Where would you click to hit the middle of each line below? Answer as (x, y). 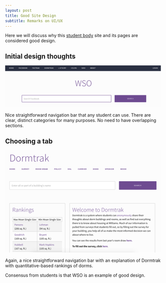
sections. (14, 125)
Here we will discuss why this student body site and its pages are (72, 36)
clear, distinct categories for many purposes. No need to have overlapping (81, 121)
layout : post (19, 10)
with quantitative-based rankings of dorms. (49, 266)
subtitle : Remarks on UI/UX (34, 21)
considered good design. (31, 41)
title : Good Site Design (31, 16)
